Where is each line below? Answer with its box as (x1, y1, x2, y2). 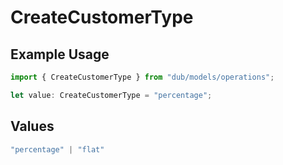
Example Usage (10, 46, 110, 63)
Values (10, 118, 55, 135)
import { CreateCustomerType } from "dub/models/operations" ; (10, 72, 275, 82)
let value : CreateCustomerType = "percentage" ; (10, 90, 213, 100)
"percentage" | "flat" (10, 144, 105, 155)
